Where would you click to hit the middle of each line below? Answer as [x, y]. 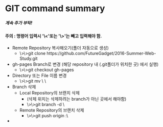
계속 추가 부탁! [19, 23]
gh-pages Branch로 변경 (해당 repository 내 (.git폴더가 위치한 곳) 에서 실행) [85, 64]
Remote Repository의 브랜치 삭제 [52, 110]
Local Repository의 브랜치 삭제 [49, 92]
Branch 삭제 [24, 87]
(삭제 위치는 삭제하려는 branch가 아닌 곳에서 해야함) [77, 99]
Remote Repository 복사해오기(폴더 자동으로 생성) [60, 48]
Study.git [28, 58]
